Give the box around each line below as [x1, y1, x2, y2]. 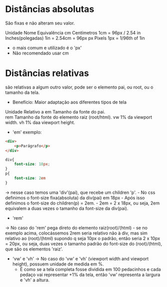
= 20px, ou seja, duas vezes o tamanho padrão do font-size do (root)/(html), [5, 240, 162, 246]
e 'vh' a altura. [19, 276, 50, 283]
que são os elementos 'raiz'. [5, 246, 63, 252]
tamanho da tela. [5, 89, 40, 95]
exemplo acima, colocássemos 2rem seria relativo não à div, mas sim [5, 230, 147, 236]
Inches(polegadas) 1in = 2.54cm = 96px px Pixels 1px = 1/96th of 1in [5, 35, 145, 41]
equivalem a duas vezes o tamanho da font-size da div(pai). [5, 205, 128, 211]
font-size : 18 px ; [14, 161, 50, 167]
